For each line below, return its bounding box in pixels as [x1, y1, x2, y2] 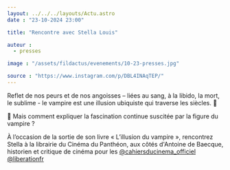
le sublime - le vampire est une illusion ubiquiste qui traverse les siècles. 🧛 [7, 98, 218, 107]
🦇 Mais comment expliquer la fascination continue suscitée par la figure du [7, 111, 218, 120]
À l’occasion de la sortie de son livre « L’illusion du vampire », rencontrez [7, 132, 214, 141]
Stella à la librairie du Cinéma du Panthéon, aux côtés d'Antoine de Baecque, [7, 140, 224, 148]
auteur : [7, 41, 32, 48]
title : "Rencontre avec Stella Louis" [7, 29, 118, 36]
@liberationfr [7, 154, 45, 162]
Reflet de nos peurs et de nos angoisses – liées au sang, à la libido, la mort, [7, 91, 220, 100]
